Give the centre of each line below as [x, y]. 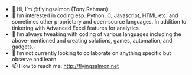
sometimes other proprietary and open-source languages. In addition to [99, 22]
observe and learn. [35, 59]
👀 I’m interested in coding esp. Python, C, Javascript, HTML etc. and [95, 15]
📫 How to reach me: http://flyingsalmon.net [65, 66]
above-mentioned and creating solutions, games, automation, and [92, 40]
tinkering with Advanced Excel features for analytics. [76, 28]
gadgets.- [24, 47]
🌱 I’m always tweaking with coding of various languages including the [97, 34]
